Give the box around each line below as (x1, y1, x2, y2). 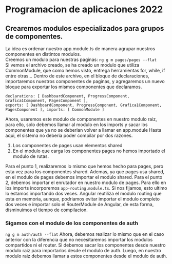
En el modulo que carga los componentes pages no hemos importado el (12, 148, 165, 154)
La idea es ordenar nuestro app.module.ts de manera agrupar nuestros (5, 46, 156, 52)
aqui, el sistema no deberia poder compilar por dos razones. (5, 132, 133, 138)
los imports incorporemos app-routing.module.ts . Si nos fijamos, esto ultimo (5, 185, 167, 191)
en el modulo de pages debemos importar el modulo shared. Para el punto (5, 174, 163, 180)
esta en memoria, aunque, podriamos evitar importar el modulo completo (5, 196, 160, 202)
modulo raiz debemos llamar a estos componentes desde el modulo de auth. (5, 253, 167, 259)
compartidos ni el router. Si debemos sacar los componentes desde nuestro (5, 242, 166, 248)
